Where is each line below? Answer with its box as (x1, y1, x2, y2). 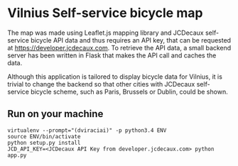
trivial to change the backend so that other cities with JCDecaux (7, 79, 195, 88)
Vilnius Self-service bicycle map (7, 5, 203, 21)
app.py (7, 151, 27, 159)
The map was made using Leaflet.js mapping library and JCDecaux (7, 28, 204, 37)
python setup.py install (7, 139, 81, 146)
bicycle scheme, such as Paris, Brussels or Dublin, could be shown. (31, 87, 229, 96)
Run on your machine (7, 108, 104, 120)
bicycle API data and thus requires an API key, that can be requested (31, 35, 232, 44)
